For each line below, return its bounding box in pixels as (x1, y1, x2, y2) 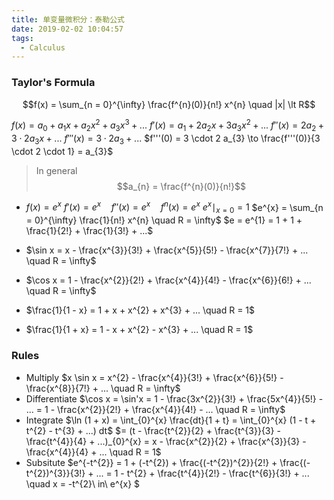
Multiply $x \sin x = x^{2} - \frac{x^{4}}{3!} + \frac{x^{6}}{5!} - (25, 371, 284, 383)
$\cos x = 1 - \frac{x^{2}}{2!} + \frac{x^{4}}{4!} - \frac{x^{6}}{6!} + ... (25, 274, 312, 286)
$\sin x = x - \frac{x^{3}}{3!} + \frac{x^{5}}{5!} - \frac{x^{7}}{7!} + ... (25, 244, 309, 256)
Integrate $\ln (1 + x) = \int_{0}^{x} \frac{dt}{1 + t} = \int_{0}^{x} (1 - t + (25, 414, 317, 426)
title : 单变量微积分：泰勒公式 (11, 14, 125, 25)
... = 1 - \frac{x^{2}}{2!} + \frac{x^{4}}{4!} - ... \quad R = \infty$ (25, 403, 286, 415)
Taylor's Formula (11, 76, 96, 90)
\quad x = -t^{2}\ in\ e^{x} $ (25, 477, 141, 490)
